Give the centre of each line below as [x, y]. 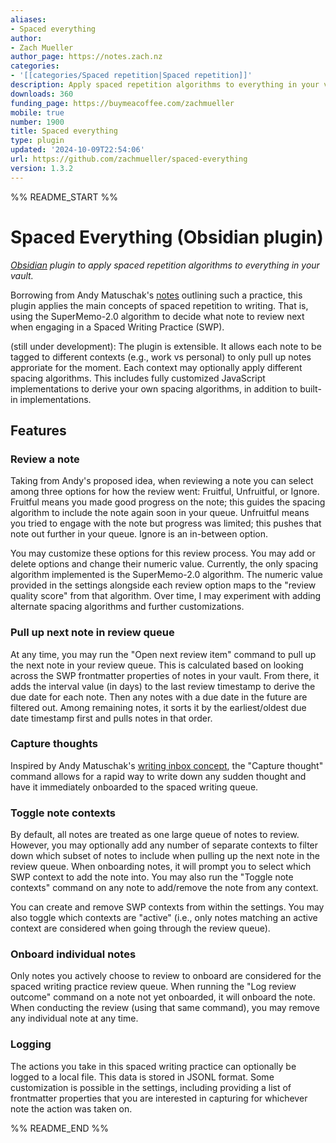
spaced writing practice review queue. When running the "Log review [153, 987]
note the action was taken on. [71, 1108]
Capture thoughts [54, 744]
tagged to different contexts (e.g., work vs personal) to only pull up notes [161, 357]
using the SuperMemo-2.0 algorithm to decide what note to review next [157, 316]
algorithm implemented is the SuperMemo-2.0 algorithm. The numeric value [167, 575]
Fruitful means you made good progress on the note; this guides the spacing [168, 502]
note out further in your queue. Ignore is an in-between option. [139, 534]
